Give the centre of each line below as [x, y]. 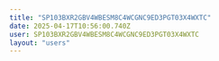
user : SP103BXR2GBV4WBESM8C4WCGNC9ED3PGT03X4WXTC [105, 34]
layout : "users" [40, 43]
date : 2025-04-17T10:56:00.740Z [70, 26]
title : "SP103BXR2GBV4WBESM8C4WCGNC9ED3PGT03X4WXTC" [110, 17]
